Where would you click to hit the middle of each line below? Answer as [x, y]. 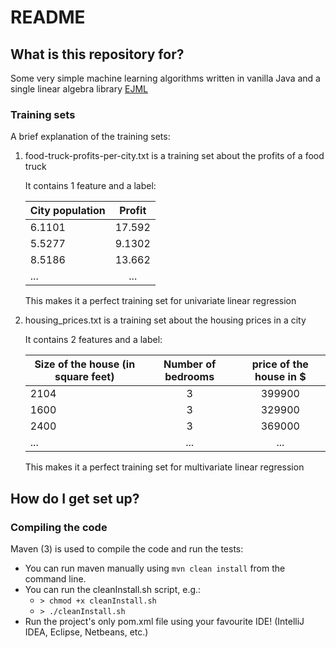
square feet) [84, 377]
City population [67, 211]
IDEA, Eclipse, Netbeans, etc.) [86, 632]
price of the [280, 364]
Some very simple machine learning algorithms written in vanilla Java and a [165, 78]
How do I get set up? [75, 498]
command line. [55, 578]
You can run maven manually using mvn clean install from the [155, 568]
